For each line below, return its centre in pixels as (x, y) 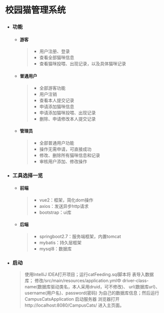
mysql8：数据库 (56, 249)
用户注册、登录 (55, 51)
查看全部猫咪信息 (57, 58)
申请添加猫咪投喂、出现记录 (68, 113)
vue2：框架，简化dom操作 (66, 200)
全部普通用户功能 (57, 143)
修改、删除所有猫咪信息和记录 (70, 155)
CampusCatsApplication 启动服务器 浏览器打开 (72, 299)
